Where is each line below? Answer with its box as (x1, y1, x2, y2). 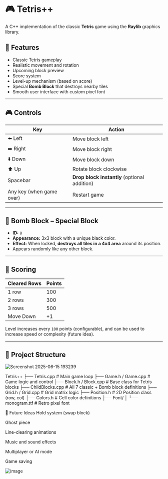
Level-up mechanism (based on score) (12, 78, 92, 84)
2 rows (7, 296, 24, 303)
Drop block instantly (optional (72, 174, 144, 181)
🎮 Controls (5, 108, 41, 117)
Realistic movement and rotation (12, 62, 79, 68)
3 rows (7, 305, 24, 312)
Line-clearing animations (5, 429, 56, 435)
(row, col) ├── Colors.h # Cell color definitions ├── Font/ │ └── (5, 395, 138, 401)
